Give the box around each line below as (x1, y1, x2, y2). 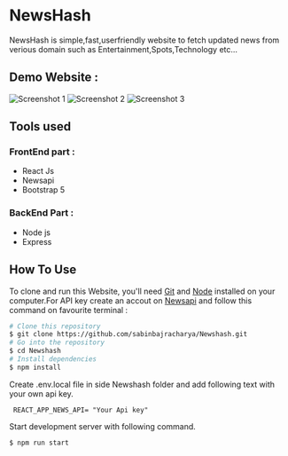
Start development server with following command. (9, 421, 197, 431)
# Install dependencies (9, 355, 97, 364)
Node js (21, 227, 51, 238)
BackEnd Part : (9, 207, 74, 219)
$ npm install (9, 363, 62, 372)
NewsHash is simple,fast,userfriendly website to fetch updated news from (9, 35, 280, 45)
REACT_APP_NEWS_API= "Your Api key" (12, 405, 149, 414)
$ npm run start (9, 438, 69, 447)
